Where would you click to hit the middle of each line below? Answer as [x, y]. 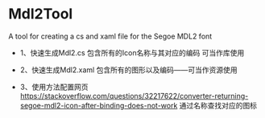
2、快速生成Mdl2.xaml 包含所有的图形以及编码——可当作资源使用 [128, 70]
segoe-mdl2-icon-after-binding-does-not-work [99, 105]
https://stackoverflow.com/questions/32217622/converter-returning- [134, 96]
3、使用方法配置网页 [54, 87]
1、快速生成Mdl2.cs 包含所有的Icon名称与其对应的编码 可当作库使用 [132, 52]
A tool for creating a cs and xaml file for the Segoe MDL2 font [110, 36]
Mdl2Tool [41, 14]
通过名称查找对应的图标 [218, 105]
